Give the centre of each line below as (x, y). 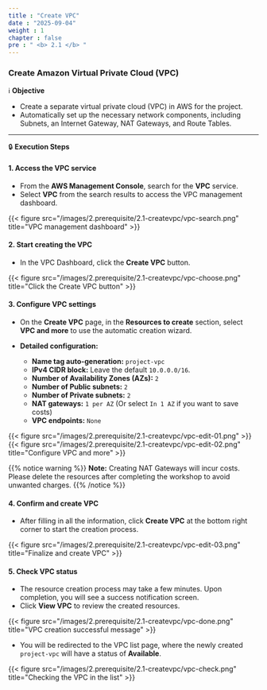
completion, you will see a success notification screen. (109, 598)
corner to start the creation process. (79, 529)
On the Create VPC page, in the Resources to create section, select (132, 322)
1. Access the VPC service (52, 169)
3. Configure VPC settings (52, 304)
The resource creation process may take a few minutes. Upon (121, 589)
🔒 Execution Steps (39, 147)
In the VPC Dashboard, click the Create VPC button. (105, 262)
